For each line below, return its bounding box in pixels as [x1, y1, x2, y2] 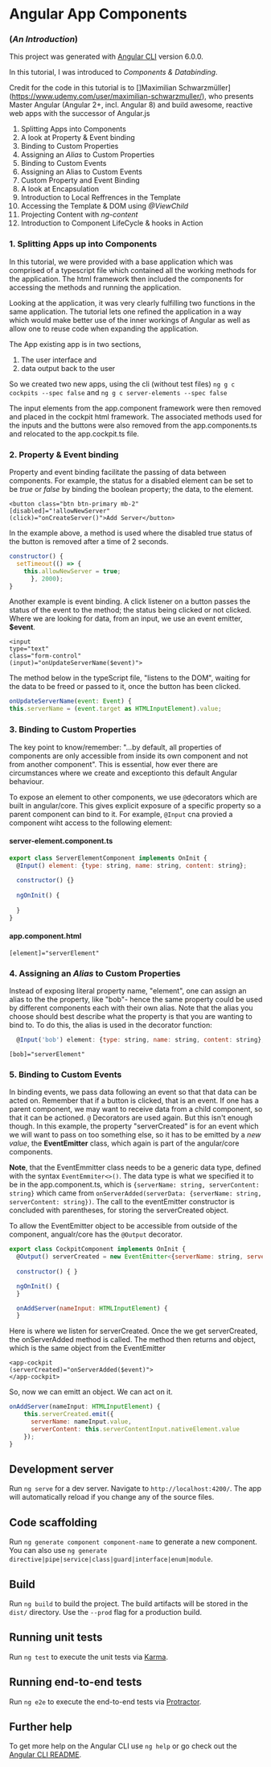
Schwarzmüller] [178, 83, 232, 93]
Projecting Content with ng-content [20, 210, 138, 220]
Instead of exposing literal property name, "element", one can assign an [9, 986, 247, 996]
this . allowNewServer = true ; [23, 567, 121, 576]
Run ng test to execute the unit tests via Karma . [9, 1652, 168, 1662]
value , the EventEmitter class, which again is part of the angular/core [9, 1138, 240, 1148]
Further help [9, 1720, 73, 1733]
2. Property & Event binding [9, 448, 119, 460]
